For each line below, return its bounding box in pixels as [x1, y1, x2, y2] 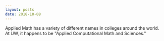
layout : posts [5, 7, 35, 12]
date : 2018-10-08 [5, 12, 41, 17]
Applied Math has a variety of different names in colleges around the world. [5, 25, 160, 31]
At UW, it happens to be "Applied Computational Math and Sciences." [5, 30, 146, 36]
